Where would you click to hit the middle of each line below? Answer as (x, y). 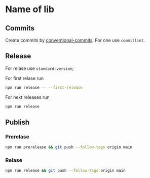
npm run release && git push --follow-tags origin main (65, 171)
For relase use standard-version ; (40, 68)
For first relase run (25, 78)
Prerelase (17, 136)
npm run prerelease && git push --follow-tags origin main (69, 147)
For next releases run (27, 97)
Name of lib (30, 9)
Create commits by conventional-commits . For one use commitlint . (75, 40)
